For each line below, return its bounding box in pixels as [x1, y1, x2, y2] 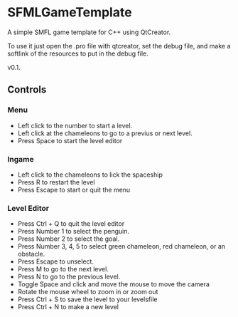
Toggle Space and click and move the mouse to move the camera [17, 280, 210, 289]
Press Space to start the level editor [17, 136, 123, 145]
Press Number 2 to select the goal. [17, 234, 119, 243]
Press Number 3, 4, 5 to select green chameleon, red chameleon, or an [17, 242, 226, 251]
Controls [7, 83, 47, 96]
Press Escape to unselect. [17, 257, 94, 266]
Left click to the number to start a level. [17, 121, 133, 130]
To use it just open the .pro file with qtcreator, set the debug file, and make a [7, 41, 231, 50]
